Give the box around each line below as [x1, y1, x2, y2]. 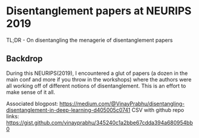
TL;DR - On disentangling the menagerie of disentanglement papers [6, 36, 173, 43]
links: [6, 112, 20, 120]
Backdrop [6, 54, 43, 64]
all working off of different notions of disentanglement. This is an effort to [6, 82, 186, 89]
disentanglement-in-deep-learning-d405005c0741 [6, 106, 131, 114]
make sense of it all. [6, 88, 55, 96]
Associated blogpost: [6, 100, 58, 107]
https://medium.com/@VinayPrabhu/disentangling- [59, 100, 185, 107]
